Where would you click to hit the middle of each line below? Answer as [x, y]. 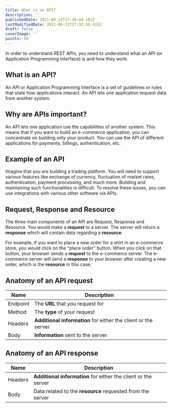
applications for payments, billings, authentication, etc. [63, 143]
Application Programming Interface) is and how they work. [67, 59]
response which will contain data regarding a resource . [64, 233]
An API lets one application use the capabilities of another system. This [80, 127]
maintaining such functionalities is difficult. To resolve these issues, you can [85, 188]
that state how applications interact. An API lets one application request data [86, 92]
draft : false [19, 29]
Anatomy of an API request [49, 280]
